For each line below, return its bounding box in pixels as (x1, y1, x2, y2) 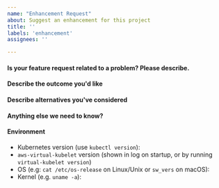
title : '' (7, 23, 36, 30)
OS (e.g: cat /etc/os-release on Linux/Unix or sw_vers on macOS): (17, 165, 210, 173)
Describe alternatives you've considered (7, 95, 128, 104)
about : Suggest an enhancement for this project (7, 17, 151, 24)
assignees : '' (7, 36, 49, 43)
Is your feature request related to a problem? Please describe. (7, 63, 190, 72)
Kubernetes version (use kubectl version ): (17, 143, 140, 151)
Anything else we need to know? (7, 111, 104, 120)
